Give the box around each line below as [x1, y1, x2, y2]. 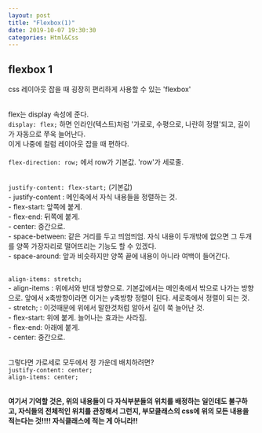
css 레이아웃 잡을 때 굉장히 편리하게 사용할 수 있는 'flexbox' [8, 84, 191, 94]
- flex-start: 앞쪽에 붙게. [8, 202, 82, 212]
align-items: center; [8, 373, 79, 382]
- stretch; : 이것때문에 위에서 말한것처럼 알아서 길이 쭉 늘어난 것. [8, 303, 206, 313]
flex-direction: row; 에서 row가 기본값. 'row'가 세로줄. [8, 157, 184, 167]
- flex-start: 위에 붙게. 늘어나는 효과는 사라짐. [8, 313, 147, 323]
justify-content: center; [8, 367, 93, 375]
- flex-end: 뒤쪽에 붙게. [8, 212, 80, 221]
